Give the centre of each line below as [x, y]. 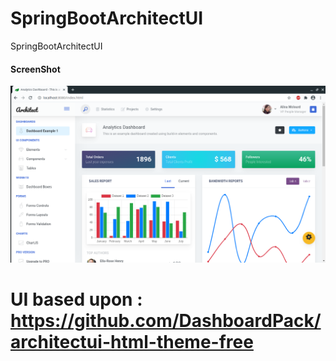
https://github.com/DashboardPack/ [166, 321]
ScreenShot [35, 69]
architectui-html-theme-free [132, 342]
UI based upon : [76, 299]
